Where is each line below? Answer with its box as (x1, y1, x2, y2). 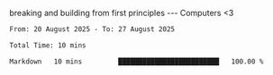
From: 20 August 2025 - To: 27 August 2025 (9, 25, 176, 34)
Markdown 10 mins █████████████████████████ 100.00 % (9, 57, 264, 66)
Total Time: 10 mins (9, 40, 87, 50)
